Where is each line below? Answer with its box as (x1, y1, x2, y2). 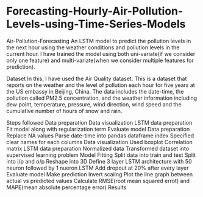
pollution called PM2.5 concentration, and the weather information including (6, 94, 198, 102)
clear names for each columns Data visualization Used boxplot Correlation (6, 138, 193, 145)
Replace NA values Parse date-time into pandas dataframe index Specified (6, 132, 194, 139)
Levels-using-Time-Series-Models (6, 17, 186, 31)
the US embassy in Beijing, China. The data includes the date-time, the (6, 88, 184, 95)
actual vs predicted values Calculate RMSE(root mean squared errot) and (6, 177, 190, 184)
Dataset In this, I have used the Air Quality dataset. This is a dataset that (6, 75, 187, 82)
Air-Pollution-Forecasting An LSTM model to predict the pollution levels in (6, 37, 191, 44)
